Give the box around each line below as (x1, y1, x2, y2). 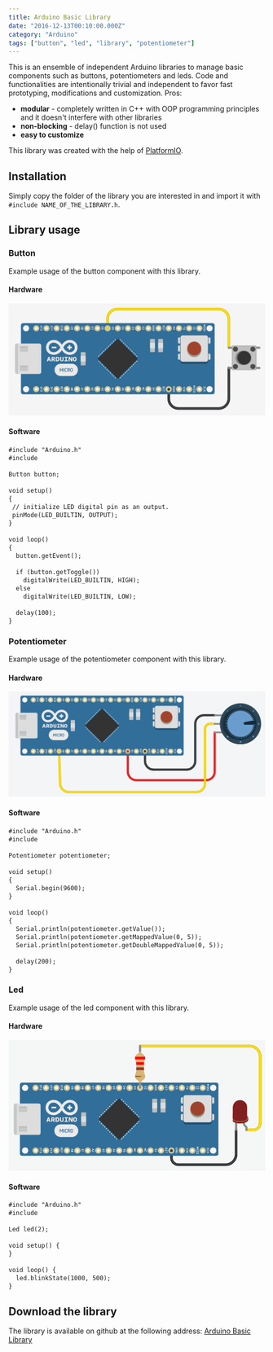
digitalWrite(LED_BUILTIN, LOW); (23, 592, 137, 600)
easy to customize (20, 130, 84, 140)
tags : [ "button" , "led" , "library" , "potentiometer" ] (8, 39, 196, 47)
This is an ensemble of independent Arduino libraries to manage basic (8, 62, 244, 72)
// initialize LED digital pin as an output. (11, 503, 170, 511)
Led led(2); (8, 1226, 49, 1234)
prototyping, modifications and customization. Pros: (8, 88, 183, 98)
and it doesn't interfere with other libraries (20, 112, 162, 122)
